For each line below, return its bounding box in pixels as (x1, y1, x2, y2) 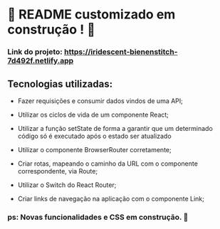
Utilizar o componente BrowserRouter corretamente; (17, 145, 172, 154)
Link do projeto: (7, 47, 63, 57)
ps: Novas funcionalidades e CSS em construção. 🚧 (7, 212, 189, 222)
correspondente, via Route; (17, 166, 98, 175)
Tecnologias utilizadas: (7, 78, 112, 90)
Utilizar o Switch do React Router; (17, 181, 117, 189)
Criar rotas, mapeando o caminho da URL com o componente (17, 159, 198, 168)
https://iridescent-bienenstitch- (63, 47, 178, 57)
